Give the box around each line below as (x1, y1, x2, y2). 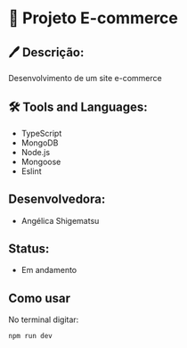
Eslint (20, 165, 42, 177)
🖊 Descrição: (8, 45, 85, 60)
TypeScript (20, 128, 62, 138)
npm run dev (8, 332, 53, 341)
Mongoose (20, 156, 61, 167)
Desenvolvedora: (8, 192, 106, 207)
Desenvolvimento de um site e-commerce (8, 73, 162, 83)
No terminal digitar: (8, 314, 79, 325)
